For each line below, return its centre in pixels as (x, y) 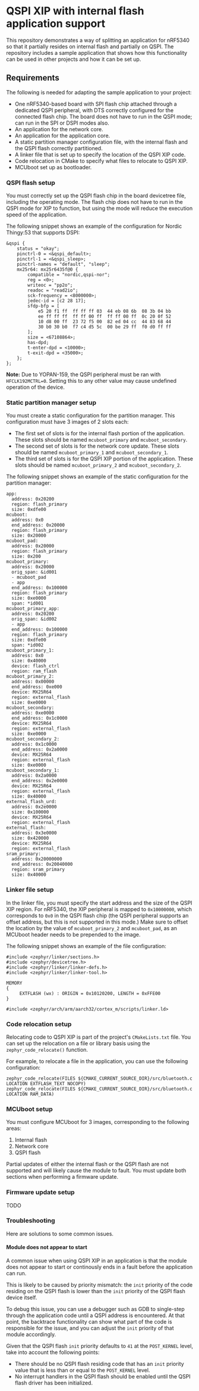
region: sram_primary (38, 870)
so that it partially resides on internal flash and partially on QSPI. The (90, 47)
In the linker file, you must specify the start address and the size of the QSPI (99, 903)
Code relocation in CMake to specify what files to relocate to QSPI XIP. (101, 161)
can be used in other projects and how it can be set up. (74, 59)
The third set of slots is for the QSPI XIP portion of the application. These (104, 459)
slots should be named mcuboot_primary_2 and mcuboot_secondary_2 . (98, 465)
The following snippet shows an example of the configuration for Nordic (94, 226)
